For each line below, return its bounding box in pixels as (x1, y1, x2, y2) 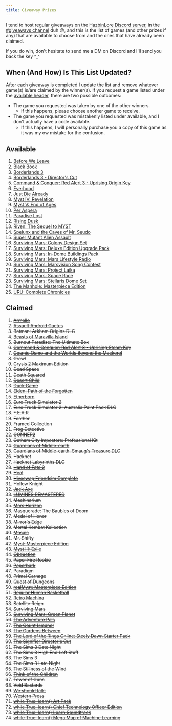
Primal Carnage (13, 573, 47, 579)
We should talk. (13, 688, 46, 694)
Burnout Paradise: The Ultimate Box (13, 339, 89, 345)
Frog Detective (13, 426, 45, 432)
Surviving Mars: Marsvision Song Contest (13, 262, 101, 268)
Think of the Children (13, 671, 58, 677)
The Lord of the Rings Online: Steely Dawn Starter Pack (13, 633, 131, 639)
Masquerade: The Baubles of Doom (13, 508, 89, 514)
